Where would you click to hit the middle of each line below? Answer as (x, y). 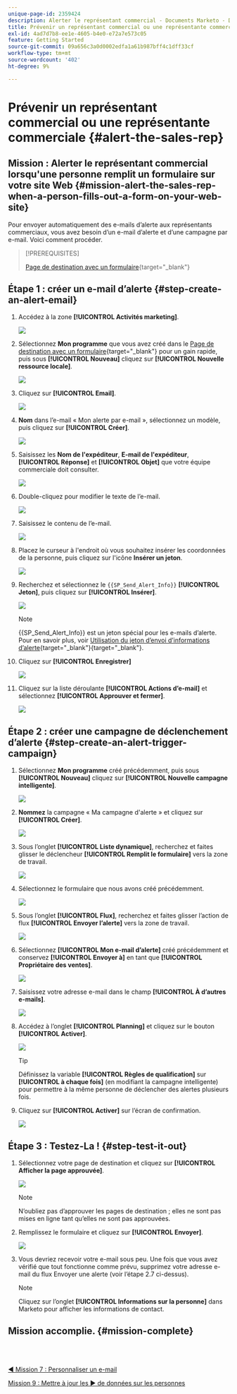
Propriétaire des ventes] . (55, 965)
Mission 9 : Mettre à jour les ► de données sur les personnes (97, 1383)
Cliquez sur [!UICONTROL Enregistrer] (75, 661)
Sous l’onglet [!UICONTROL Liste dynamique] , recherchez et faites (116, 847)
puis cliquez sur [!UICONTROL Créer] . (73, 428)
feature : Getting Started (46, 40)
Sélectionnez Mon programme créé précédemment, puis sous (109, 771)
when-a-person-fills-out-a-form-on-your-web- (115, 197)
